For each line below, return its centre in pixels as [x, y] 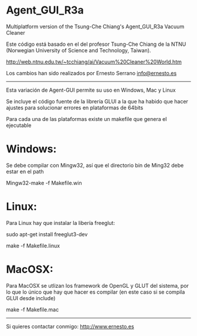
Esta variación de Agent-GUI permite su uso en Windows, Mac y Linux [91, 90]
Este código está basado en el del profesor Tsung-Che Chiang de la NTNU [96, 44]
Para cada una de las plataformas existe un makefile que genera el [86, 119]
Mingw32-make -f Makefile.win [44, 183]
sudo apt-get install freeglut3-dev [47, 234]
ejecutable [19, 125]
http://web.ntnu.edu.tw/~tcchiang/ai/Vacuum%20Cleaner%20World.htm [94, 62]
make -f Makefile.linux [33, 246]
